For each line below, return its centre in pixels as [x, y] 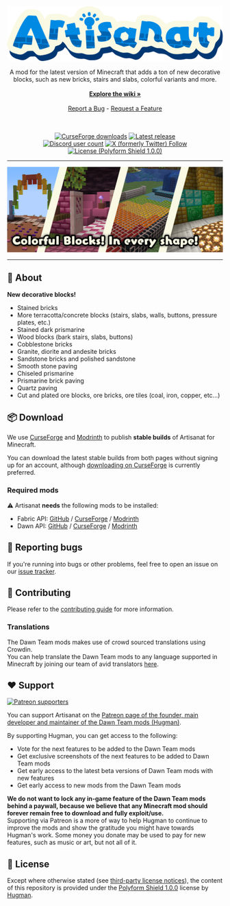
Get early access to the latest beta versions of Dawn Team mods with [115, 771]
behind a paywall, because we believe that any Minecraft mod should [107, 806]
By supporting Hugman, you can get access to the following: [92, 736]
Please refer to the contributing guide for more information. [90, 609]
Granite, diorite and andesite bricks [66, 351]
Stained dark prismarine [51, 329]
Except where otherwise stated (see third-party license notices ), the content [115, 881]
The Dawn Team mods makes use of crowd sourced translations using [106, 642]
